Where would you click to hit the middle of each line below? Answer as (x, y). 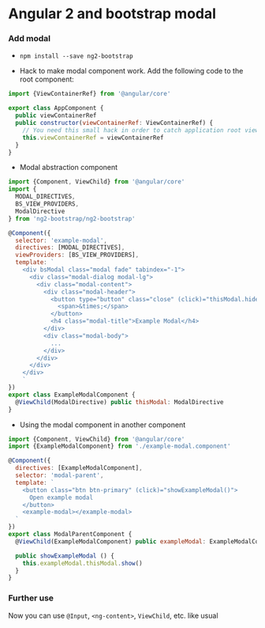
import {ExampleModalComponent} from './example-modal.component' (119, 446)
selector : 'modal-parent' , (60, 475)
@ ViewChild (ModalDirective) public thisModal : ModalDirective (119, 402)
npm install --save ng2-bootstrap (76, 56)
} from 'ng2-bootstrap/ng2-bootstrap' (72, 218)
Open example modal (61, 497)
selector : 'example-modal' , (62, 240)
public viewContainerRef (56, 115)
